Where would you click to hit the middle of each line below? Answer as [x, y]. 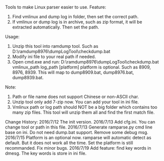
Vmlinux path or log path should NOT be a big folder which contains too [85, 107]
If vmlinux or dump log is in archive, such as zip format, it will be [77, 22]
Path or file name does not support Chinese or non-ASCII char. [75, 97]
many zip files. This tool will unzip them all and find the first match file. [83, 112]
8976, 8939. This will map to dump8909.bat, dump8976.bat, [73, 72]
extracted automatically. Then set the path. [55, 27]
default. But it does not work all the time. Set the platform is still [69, 143]
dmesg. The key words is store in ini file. [46, 153]
